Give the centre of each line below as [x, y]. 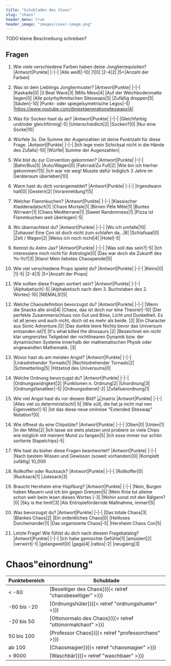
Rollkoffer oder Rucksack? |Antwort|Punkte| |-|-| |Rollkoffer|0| [78, 471]
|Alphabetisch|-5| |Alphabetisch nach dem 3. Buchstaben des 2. [80, 289]
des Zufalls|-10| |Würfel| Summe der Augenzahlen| [66, 150]
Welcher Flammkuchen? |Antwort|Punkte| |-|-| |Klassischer [75, 202]
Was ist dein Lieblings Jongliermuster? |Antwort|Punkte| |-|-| [77, 87]
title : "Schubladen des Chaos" [39, 10]
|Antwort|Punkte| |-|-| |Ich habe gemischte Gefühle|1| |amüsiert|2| [82, 539]
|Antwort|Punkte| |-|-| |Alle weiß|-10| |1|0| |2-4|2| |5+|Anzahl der [81, 72]
